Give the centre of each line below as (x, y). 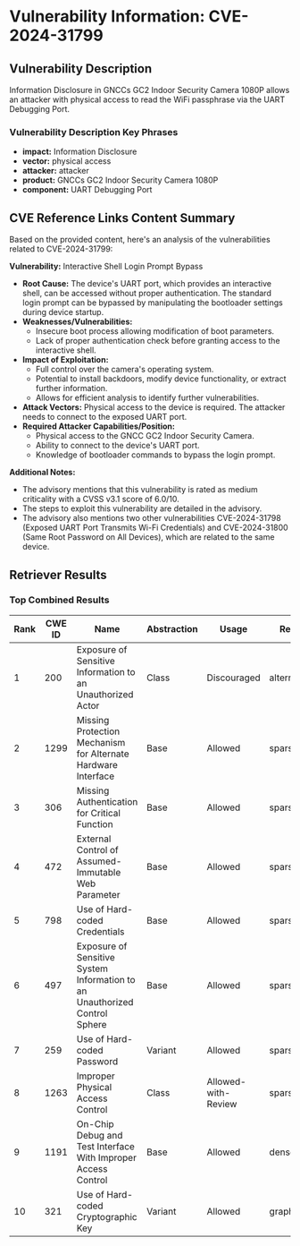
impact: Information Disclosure (79, 152)
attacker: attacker (55, 171)
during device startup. (63, 312)
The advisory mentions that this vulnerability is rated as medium (140, 490)
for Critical (98, 813)
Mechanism (101, 742)
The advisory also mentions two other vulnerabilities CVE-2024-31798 (151, 518)
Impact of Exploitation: (65, 360)
